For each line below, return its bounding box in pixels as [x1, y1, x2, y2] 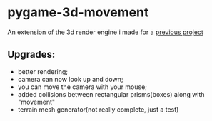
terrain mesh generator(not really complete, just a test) [17, 105, 179, 114]
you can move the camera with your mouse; [17, 83, 148, 91]
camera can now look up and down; [17, 75, 123, 83]
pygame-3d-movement [7, 4, 149, 21]
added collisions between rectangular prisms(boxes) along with [17, 90, 205, 98]
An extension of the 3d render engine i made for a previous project [7, 28, 203, 36]
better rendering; [17, 67, 69, 75]
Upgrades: [7, 48, 56, 60]
